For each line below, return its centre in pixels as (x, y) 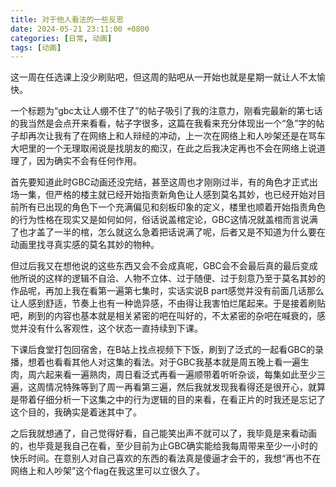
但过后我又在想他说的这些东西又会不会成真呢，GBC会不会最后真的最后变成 (164, 266)
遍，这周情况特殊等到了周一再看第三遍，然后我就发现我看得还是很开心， (159, 387)
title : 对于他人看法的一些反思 (67, 19)
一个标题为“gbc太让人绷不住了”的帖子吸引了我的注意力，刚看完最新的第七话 (166, 111)
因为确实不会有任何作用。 (89, 161)
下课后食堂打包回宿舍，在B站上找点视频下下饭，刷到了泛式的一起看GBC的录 (167, 350)
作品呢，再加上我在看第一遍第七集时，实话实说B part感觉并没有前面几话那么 (167, 291)
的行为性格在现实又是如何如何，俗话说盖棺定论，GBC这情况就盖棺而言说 (160, 220)
